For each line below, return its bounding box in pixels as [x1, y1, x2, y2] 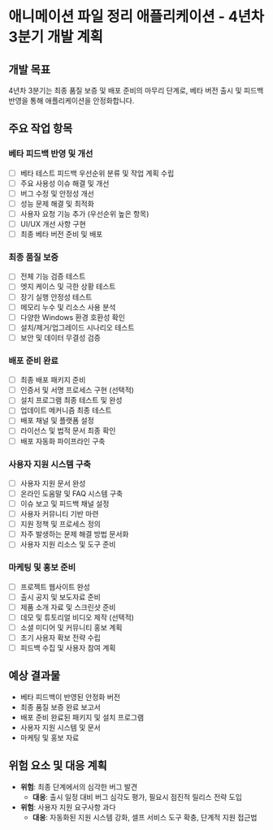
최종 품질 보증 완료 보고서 [19, 702, 102, 711]
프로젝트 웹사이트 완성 [19, 581, 91, 591]
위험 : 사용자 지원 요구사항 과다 [19, 802, 116, 812]
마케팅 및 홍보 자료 [19, 733, 80, 742]
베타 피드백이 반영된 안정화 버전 [19, 692, 120, 702]
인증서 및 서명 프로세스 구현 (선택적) [19, 385, 134, 395]
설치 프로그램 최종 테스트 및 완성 [19, 396, 123, 405]
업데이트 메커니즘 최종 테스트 [19, 405, 112, 415]
